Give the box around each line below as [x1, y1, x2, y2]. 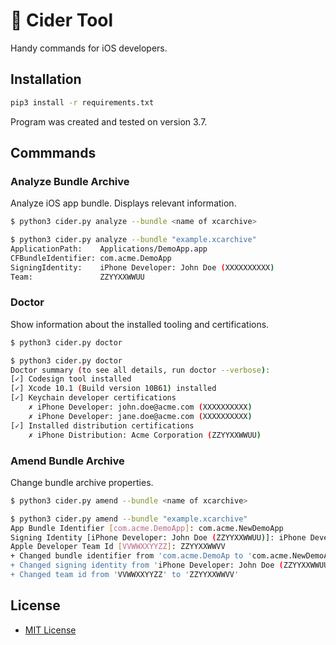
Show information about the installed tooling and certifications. [10, 318, 270, 330]
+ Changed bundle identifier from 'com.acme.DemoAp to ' [10, 551, 253, 561]
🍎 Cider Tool [10, 9, 114, 32]
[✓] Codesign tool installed [10, 374, 132, 384]
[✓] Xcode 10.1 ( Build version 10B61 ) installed [10, 384, 217, 394]
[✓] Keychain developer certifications [10, 393, 177, 403]
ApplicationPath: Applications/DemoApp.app [10, 244, 208, 254]
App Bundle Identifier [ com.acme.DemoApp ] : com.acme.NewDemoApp [10, 523, 284, 533]
